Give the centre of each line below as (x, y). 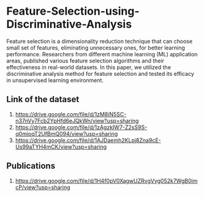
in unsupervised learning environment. (55, 80)
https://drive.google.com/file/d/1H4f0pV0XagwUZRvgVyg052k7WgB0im (106, 180)
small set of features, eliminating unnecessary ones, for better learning (96, 48)
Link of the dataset (43, 99)
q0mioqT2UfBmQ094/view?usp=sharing (66, 133)
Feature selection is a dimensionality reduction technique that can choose (100, 41)
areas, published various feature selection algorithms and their (85, 61)
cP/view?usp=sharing (43, 187)
